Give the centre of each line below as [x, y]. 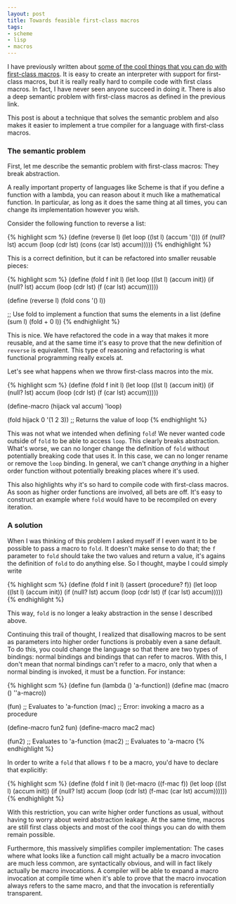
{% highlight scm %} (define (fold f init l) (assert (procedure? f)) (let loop [112, 584]
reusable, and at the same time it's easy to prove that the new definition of [115, 343]
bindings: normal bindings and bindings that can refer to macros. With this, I [117, 657]
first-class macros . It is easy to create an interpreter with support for [106, 74]
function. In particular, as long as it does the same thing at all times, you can [117, 202]
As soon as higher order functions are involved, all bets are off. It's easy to [115, 492]
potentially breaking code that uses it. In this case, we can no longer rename [118, 456]
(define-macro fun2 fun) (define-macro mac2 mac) [81, 727]
